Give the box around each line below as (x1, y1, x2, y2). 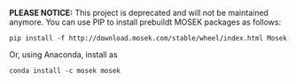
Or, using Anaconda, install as (9, 49, 118, 60)
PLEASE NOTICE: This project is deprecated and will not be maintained (9, 8, 269, 18)
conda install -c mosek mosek (9, 66, 121, 75)
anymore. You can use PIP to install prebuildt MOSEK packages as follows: (9, 17, 282, 27)
